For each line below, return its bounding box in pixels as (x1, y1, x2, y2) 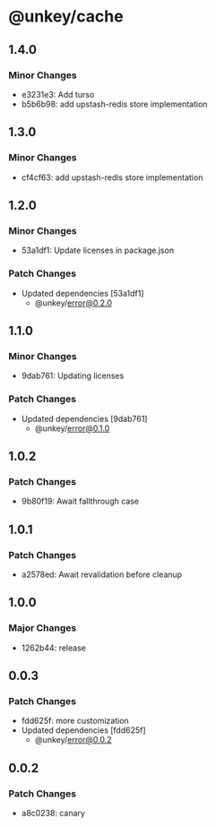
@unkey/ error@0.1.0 (34, 423, 110, 434)
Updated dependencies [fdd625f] (21, 725, 146, 736)
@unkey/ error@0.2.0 (34, 297, 113, 308)
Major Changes (8, 622, 77, 634)
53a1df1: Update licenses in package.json (21, 245, 175, 256)
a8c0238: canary (21, 807, 86, 818)
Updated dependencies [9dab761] (21, 413, 148, 424)
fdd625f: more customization (21, 715, 129, 727)
